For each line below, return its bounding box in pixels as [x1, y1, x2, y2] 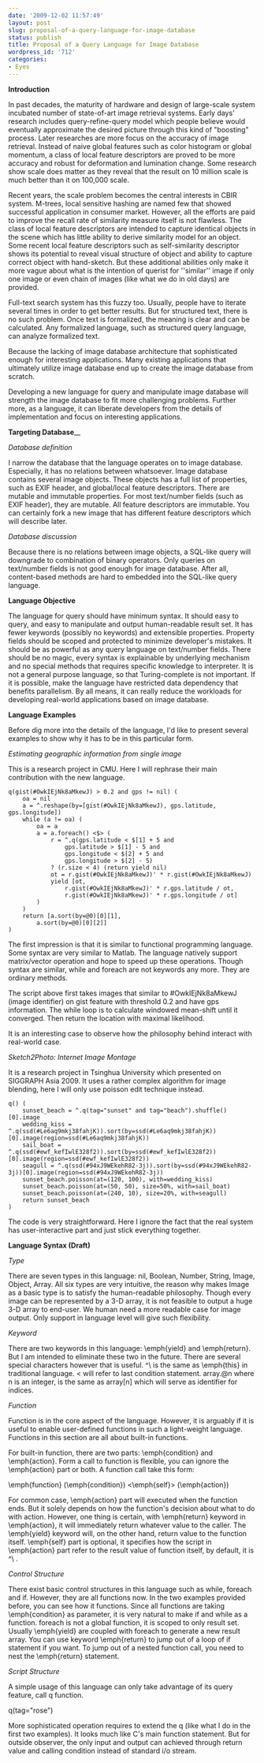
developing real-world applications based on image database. [8, 694, 210, 704]
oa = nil [22, 794, 51, 802]
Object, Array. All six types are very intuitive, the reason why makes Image [8, 1279, 250, 1289]
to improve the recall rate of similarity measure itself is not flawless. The [8, 215, 242, 225]
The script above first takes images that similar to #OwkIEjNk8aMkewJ [8, 988, 238, 998]
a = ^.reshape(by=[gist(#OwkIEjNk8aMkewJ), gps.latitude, [22, 802, 217, 809]
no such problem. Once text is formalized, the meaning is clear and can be [8, 314, 251, 324]
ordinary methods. [8, 973, 69, 982]
